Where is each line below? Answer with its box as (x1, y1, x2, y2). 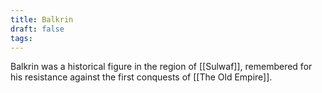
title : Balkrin (10, 14, 74, 25)
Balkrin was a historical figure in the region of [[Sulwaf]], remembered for (10, 61, 313, 73)
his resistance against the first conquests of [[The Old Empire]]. (10, 71, 273, 83)
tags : (10, 33, 33, 43)
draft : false (10, 24, 65, 34)
